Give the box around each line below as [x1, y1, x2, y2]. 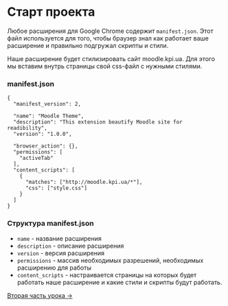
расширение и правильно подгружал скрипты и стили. [7, 41, 169, 49]
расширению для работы [16, 263, 91, 272]
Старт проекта [7, 4, 95, 20]
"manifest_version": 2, [13, 101, 81, 108]
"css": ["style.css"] [25, 185, 88, 192]
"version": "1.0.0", [13, 131, 72, 138]
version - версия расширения [16, 248, 105, 257]
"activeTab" [19, 155, 54, 162]
